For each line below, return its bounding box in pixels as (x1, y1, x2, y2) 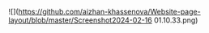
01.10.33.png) (153, 15, 198, 25)
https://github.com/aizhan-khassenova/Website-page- (18, 7, 201, 16)
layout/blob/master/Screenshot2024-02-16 (8, 15, 152, 25)
